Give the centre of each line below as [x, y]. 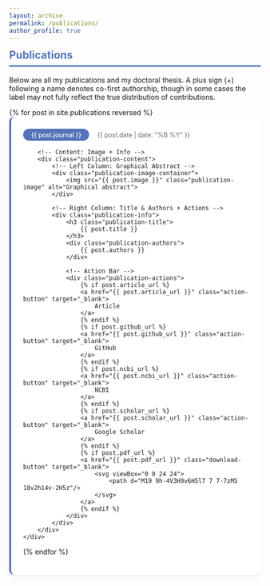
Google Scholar [120, 433]
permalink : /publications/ [54, 23]
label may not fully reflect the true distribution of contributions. [112, 97]
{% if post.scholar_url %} [125, 411]
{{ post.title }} [109, 229]
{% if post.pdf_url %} [118, 453]
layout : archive [36, 16]
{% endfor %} [46, 552]
